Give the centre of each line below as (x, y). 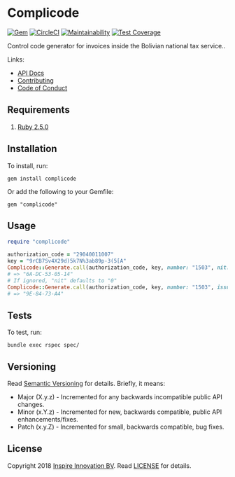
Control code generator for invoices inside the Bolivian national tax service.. (116, 46)
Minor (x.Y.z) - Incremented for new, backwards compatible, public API (120, 412)
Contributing (35, 80)
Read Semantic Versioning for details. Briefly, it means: (86, 383)
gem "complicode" (33, 205)
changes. (31, 405)
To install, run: (28, 165)
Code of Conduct (42, 88)
